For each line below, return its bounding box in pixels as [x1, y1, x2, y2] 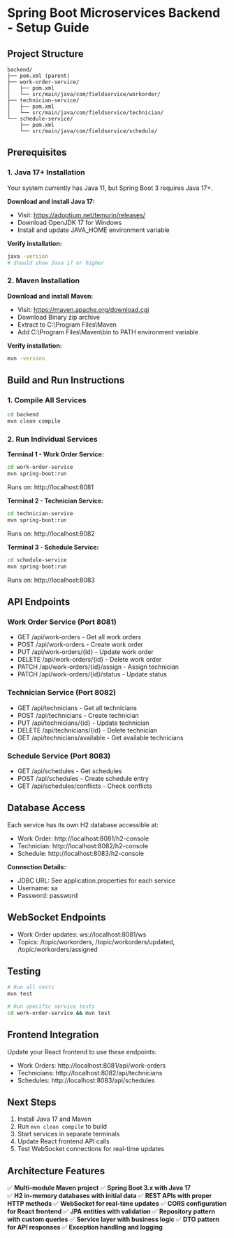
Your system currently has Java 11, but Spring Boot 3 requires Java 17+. [7, 184, 213, 192]
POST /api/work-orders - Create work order [17, 640, 144, 649]
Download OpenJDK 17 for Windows [17, 218, 122, 226]
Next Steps [7, 1096, 57, 1108]
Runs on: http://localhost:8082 [7, 529, 96, 538]
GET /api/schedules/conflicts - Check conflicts [17, 782, 152, 790]
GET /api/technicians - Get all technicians [17, 703, 138, 712]
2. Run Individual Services [7, 434, 98, 444]
